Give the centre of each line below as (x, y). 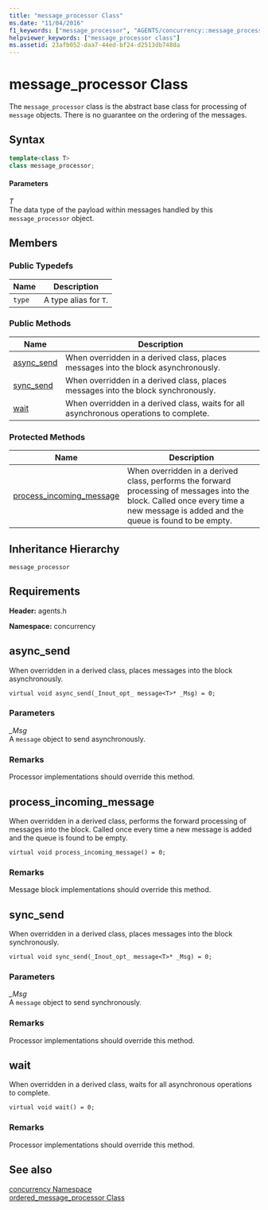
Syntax (27, 140)
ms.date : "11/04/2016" (47, 23)
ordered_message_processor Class (67, 1197)
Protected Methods (47, 436)
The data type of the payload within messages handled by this (111, 209)
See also (31, 1170)
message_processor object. (52, 218)
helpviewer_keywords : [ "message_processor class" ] (95, 38)
